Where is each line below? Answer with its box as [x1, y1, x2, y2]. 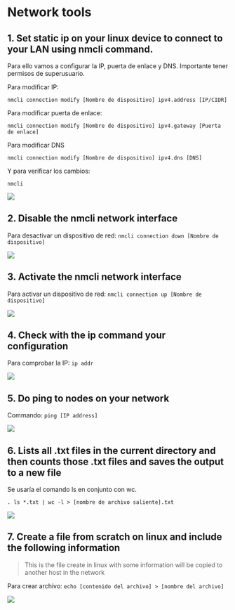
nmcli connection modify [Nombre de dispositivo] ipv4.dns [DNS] [7, 155, 202, 162]
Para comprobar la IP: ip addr [7, 359, 94, 368]
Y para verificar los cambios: [7, 167, 90, 175]
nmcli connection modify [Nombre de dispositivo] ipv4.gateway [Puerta [7, 122, 221, 129]
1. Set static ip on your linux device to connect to [7, 32, 223, 44]
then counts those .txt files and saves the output [7, 455, 224, 467]
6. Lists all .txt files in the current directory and [7, 444, 216, 457]
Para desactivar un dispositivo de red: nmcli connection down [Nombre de [7, 231, 219, 240]
